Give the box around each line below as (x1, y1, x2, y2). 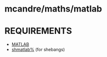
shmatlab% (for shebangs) (11, 47, 65, 53)
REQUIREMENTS (4, 26, 72, 37)
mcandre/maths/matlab (4, 3, 102, 14)
